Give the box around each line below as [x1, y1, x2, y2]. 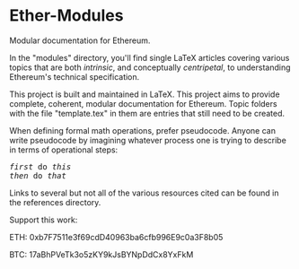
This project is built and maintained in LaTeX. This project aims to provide [9, 89, 280, 100]
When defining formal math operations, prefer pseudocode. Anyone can [9, 125, 277, 135]
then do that [9, 170, 67, 180]
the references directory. [9, 196, 101, 207]
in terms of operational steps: [9, 144, 119, 155]
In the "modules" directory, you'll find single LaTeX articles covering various [9, 52, 290, 63]
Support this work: [9, 214, 78, 225]
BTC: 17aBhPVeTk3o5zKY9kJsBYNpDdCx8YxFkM [9, 248, 194, 260]
